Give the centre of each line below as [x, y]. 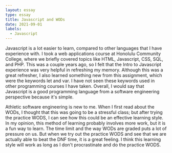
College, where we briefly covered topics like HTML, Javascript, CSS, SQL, [84, 59]
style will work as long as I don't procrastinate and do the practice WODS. [83, 145]
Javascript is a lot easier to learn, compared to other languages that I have [84, 48]
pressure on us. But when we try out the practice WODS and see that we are [86, 134]
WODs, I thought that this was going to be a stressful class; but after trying [84, 112]
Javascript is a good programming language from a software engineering [82, 92]
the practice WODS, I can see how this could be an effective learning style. [84, 118]
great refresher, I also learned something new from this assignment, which [84, 75]
